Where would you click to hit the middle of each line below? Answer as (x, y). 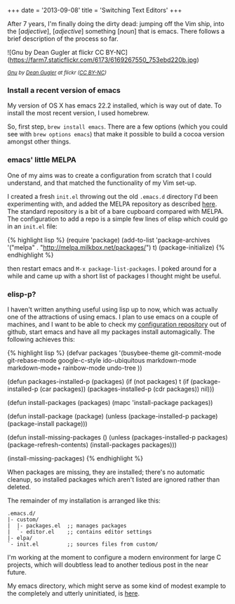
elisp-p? (22, 294)
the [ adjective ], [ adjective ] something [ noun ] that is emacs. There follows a (116, 31)
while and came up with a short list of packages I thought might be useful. (114, 276)
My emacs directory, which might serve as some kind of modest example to (117, 586)
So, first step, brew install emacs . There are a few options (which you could (117, 127)
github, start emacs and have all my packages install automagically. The (111, 332)
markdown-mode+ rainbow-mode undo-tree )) (75, 368)
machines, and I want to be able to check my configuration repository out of (117, 324)
